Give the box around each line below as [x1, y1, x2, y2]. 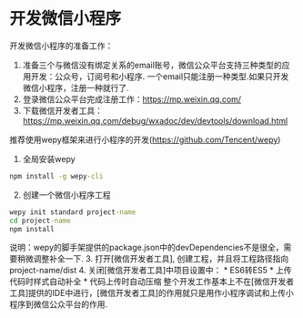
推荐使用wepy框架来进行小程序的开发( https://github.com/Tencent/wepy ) [9, 134, 281, 145]
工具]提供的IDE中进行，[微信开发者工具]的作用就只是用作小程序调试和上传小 [9, 288, 294, 299]
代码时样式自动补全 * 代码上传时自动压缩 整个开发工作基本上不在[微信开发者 [9, 276, 294, 287]
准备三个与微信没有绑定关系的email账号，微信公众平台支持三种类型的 [22, 59, 282, 70]
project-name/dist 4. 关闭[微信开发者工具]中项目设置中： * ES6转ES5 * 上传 [9, 265, 293, 276]
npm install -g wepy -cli [9, 171, 104, 180]
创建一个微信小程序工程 [22, 189, 111, 200]
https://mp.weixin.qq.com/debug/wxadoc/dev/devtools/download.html [22, 115, 288, 126]
